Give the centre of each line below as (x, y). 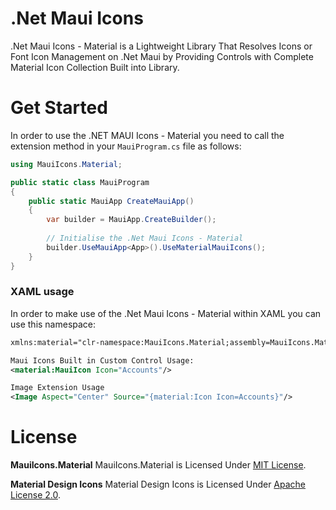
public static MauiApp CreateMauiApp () (111, 201)
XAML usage (42, 292)
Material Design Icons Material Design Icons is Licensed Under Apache (158, 484)
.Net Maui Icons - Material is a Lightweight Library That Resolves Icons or (161, 46)
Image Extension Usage (57, 388)
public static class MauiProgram (80, 182)
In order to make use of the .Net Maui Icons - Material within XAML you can (166, 313)
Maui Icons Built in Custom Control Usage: (102, 360)
